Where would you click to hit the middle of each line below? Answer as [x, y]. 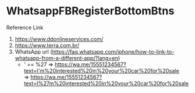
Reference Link [25, 27]
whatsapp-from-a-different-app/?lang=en [66, 58]
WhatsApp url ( [33, 51]
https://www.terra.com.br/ [47, 45]
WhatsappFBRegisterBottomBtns [90, 11]
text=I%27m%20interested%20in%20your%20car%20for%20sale [106, 83]
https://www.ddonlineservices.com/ [59, 39]
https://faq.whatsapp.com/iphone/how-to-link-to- [113, 51]
